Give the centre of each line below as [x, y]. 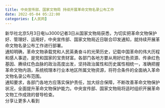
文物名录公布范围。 [25, 76]
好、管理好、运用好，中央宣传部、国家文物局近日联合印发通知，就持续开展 [80, 39]
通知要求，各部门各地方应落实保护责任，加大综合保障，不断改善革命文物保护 [82, 82]
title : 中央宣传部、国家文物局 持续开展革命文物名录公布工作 [60, 10]
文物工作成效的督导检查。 [31, 95]
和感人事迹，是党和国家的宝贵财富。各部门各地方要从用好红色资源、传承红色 [82, 58]
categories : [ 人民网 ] [26, 19]
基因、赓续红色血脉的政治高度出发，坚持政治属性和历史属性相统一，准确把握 [82, 64]
